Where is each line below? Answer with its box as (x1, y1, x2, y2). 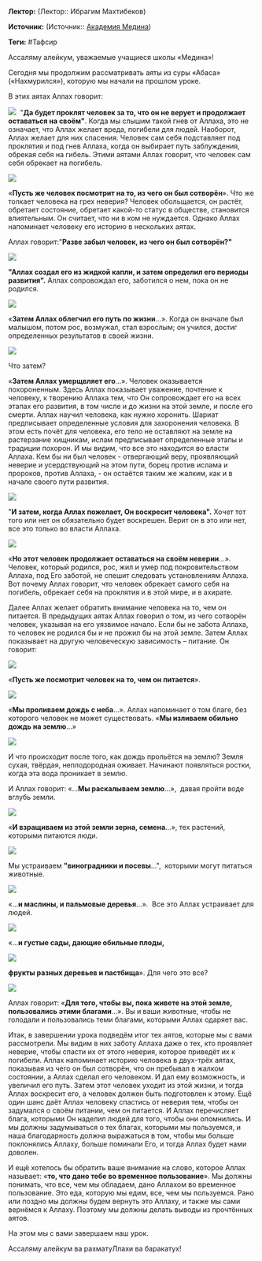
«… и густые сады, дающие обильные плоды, (8, 938, 165, 947)
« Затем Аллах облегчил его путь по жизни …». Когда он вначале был (8, 314, 244, 323)
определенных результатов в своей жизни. (8, 331, 154, 340)
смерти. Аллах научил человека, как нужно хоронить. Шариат (8, 410, 219, 419)
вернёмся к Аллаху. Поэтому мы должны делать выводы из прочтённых (8, 1205, 253, 1214)
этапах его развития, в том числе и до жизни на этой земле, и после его (8, 402, 253, 411)
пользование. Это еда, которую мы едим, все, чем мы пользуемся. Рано (8, 1188, 254, 1197)
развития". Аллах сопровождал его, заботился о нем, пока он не (8, 276, 229, 285)
